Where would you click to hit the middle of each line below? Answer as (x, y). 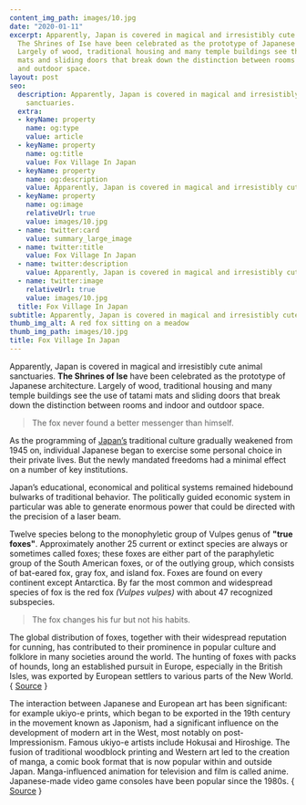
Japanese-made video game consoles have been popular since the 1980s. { (152, 780)
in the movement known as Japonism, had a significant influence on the (144, 723)
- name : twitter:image (61, 281)
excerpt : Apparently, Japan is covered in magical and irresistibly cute (153, 35)
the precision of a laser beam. (65, 516)
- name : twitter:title (61, 247)
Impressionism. (38, 742)
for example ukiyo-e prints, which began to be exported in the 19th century (150, 713)
